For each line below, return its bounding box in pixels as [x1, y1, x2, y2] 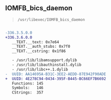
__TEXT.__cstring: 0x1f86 [11, 49, 66, 54]
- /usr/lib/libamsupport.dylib [11, 58, 77, 63]
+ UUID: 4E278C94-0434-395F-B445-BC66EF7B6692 [5, 76, 106, 81]
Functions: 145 [11, 81, 43, 86]
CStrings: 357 [11, 90, 43, 95]
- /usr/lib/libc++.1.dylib [11, 67, 68, 72]
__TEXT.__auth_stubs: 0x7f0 [11, 44, 70, 49]
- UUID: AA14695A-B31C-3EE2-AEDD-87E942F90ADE [5, 72, 106, 77]
